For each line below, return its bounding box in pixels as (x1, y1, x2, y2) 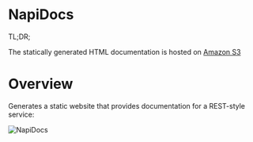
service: (8, 109, 35, 119)
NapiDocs (8, 6, 74, 24)
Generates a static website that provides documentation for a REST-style (8, 101, 245, 110)
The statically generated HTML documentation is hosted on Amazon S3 (8, 47, 241, 56)
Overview (8, 75, 74, 93)
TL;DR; (8, 32, 31, 41)
